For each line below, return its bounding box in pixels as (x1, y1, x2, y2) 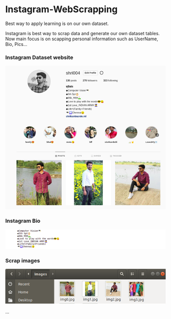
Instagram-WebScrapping (5, 4, 118, 15)
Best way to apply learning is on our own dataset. (5, 20, 109, 26)
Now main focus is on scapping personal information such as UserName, (5, 36, 159, 42)
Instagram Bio (5, 218, 41, 225)
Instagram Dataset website (5, 54, 74, 61)
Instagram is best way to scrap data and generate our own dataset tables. (5, 30, 160, 36)
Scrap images (5, 257, 40, 264)
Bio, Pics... (5, 41, 27, 47)
